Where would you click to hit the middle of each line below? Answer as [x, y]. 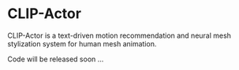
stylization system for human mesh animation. [82, 43]
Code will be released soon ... [56, 59]
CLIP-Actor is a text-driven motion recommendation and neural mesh [119, 35]
